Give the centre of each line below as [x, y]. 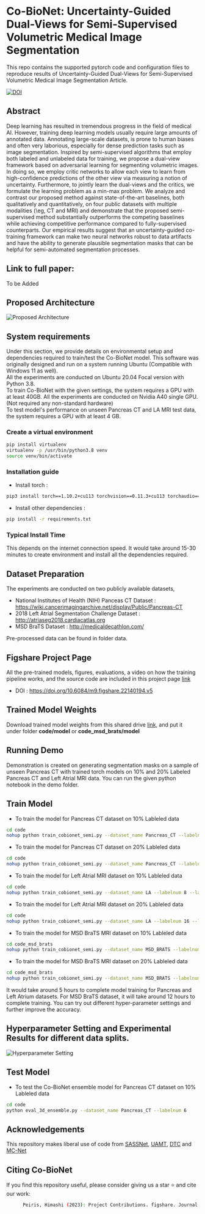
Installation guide [33, 472]
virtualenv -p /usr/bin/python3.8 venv [57, 451]
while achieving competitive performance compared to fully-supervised [96, 223]
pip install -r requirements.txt [49, 519]
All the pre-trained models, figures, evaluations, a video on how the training [101, 672]
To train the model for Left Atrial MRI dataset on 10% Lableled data [99, 876]
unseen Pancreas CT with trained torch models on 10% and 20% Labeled [99, 771]
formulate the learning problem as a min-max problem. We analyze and [96, 191]
